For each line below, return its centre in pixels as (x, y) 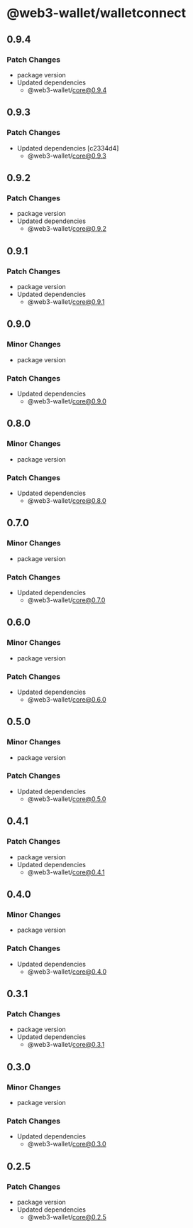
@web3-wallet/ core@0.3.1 (66, 1045)
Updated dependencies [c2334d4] (68, 148)
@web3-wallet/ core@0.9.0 (67, 401)
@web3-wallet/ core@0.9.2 (67, 229)
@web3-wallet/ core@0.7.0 (66, 600)
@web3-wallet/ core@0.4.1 (66, 872)
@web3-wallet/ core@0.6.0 (67, 699)
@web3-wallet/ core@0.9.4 (67, 89)
